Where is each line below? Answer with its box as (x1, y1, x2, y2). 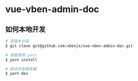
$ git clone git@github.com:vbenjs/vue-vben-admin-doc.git (5, 43, 133, 49)
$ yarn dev (5, 71, 29, 76)
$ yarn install (5, 57, 38, 62)
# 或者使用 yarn (5, 52, 37, 58)
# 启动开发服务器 (5, 66, 37, 71)
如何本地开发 (5, 25, 46, 33)
